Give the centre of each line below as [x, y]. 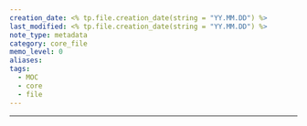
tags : [20, 69]
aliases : [26, 60]
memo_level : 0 [37, 52]
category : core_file [49, 43]
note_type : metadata [49, 35]
